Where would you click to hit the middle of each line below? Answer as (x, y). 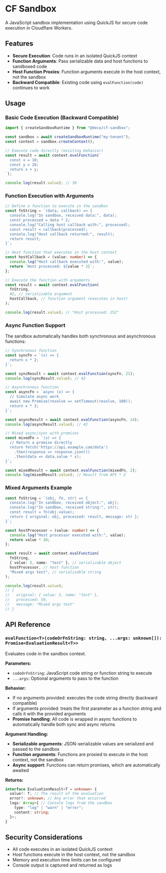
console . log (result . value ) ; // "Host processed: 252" (62, 312)
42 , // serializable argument (41, 294)
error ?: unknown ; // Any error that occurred (58, 798)
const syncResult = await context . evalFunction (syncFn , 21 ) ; (70, 373)
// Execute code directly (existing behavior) (54, 151)
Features (19, 44)
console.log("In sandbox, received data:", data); (63, 216)
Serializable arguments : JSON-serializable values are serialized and (83, 743)
